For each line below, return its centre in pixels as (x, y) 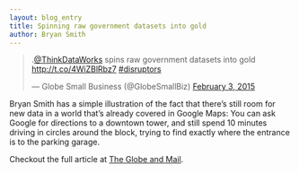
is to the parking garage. (55, 142)
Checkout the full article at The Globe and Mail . (97, 160)
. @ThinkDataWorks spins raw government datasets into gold (143, 60)
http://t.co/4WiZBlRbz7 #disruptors (96, 69)
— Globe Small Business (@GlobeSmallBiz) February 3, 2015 (143, 87)
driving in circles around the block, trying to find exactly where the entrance (149, 133)
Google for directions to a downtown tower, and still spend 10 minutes (138, 123)
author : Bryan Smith (48, 34)
